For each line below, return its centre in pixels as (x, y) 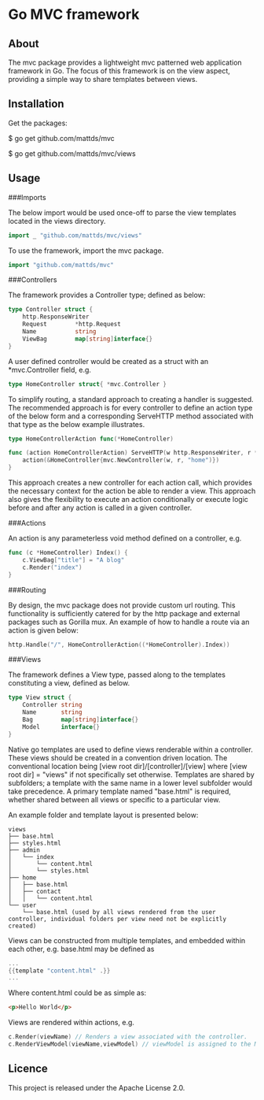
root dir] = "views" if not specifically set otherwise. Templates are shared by (132, 775)
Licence (28, 1069)
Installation (36, 104)
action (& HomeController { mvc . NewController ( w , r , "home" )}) (121, 460)
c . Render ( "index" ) (52, 567)
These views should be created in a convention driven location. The (118, 757)
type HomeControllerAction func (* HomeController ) (91, 439)
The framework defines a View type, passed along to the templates (117, 674)
